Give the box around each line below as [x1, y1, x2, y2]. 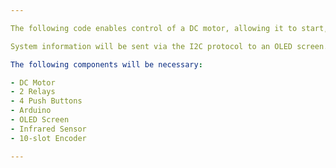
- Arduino [10, 106, 52, 116]
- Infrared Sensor [10, 124, 87, 134]
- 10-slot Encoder [10, 133, 87, 143]
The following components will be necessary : [10, 59, 203, 70]
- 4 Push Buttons [10, 96, 83, 106]
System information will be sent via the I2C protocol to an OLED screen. [10, 41, 329, 51]
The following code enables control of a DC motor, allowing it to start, [10, 23, 329, 33]
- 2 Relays [10, 87, 56, 97]
